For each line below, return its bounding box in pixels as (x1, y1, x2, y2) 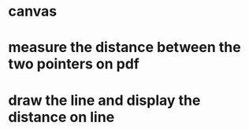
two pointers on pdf (8, 55, 139, 73)
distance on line (8, 108, 115, 126)
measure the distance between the (8, 39, 242, 57)
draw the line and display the (8, 91, 201, 109)
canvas (8, 2, 58, 20)
